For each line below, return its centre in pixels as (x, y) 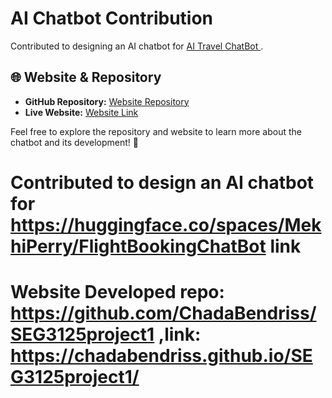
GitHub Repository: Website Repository (107, 101)
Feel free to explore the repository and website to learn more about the (156, 131)
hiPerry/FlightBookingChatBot (138, 246)
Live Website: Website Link (81, 112)
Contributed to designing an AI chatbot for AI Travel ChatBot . (137, 46)
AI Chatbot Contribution (112, 18)
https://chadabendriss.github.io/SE (161, 356)
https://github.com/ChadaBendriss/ (163, 313)
